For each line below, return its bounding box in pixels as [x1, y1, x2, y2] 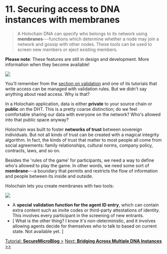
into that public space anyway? [5, 116, 69, 123]
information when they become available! [5, 61, 90, 67]
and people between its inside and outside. [5, 173, 93, 179]
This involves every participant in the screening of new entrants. [12, 212, 144, 218]
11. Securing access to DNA [5, 3, 120, 15]
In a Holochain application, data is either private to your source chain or [5, 101, 153, 107]
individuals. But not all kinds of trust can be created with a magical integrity [5, 131, 160, 138]
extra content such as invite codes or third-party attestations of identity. [12, 207, 160, 213]
